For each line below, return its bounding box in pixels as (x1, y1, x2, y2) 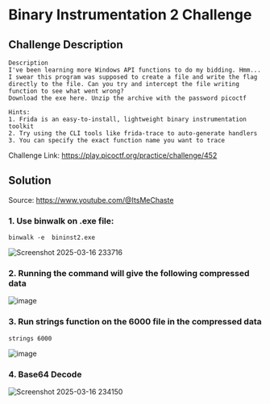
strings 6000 (8, 334, 52, 343)
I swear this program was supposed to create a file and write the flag (8, 73, 258, 81)
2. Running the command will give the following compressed (8, 268, 250, 279)
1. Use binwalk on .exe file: (8, 215, 114, 226)
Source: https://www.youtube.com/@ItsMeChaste (8, 195, 174, 204)
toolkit (8, 122, 35, 130)
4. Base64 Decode (8, 369, 82, 380)
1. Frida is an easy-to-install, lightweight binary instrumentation (8, 115, 247, 123)
